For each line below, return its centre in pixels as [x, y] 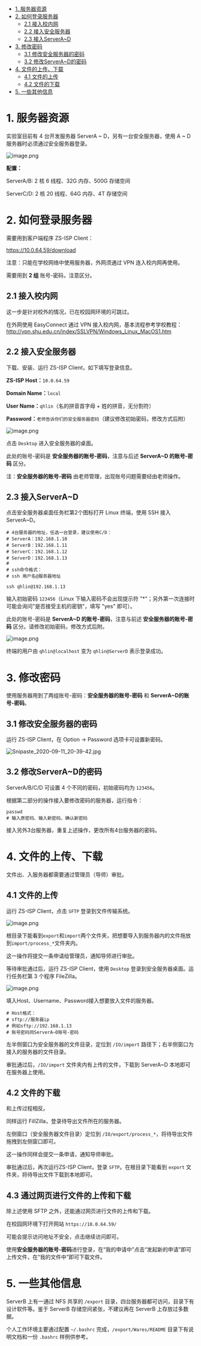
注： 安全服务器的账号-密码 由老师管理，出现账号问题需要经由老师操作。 [95, 476]
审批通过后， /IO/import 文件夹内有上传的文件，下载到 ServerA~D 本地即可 [98, 1064]
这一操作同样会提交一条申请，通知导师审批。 [61, 1154]
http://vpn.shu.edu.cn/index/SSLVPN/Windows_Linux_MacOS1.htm [89, 331]
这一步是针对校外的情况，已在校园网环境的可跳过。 [69, 311]
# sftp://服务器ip [28, 1020]
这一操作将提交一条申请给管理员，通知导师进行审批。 [72, 956]
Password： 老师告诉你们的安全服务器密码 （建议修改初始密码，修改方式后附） [97, 419]
